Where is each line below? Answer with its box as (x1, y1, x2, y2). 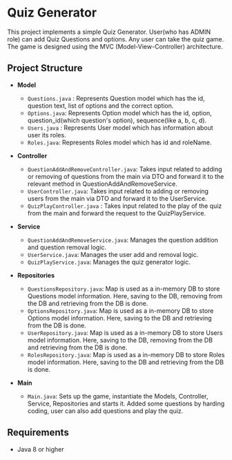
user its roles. (27, 131, 67, 139)
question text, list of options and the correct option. (27, 102, 174, 110)
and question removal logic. (27, 243, 107, 251)
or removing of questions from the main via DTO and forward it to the (27, 172, 224, 180)
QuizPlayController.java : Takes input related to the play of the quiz (27, 202, 222, 210)
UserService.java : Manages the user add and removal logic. (27, 250, 199, 258)
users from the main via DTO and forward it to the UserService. (27, 194, 207, 202)
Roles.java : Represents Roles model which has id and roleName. (27, 138, 212, 146)
